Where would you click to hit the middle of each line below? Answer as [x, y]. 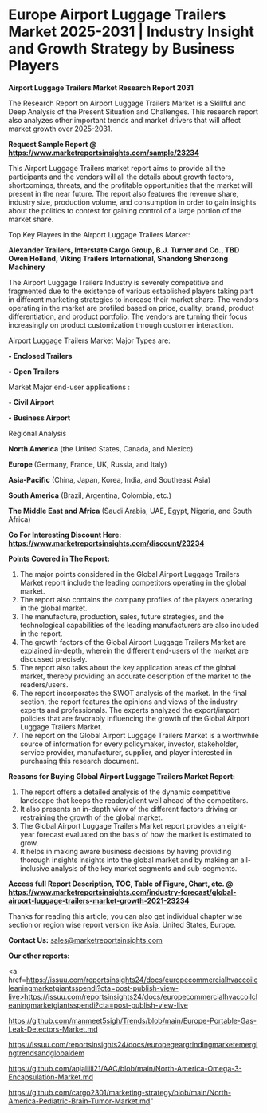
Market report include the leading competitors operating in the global [133, 582]
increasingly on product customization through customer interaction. [121, 324]
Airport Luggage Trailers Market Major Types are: [90, 340]
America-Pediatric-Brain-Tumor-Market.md [79, 1101]
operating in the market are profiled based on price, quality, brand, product [132, 308]
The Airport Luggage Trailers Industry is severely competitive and [116, 282]
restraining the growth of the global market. [91, 817]
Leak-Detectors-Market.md [53, 1029]
